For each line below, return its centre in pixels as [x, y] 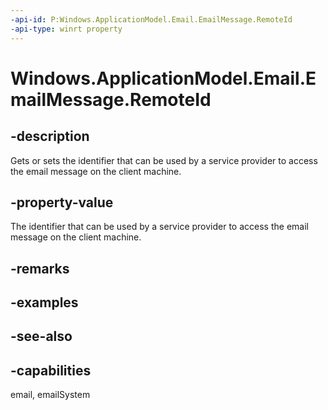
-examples [44, 302]
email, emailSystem [50, 395]
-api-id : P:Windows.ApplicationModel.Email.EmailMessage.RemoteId [151, 19]
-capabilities [51, 370]
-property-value [62, 202]
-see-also [41, 336]
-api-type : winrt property [66, 29]
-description [50, 136]
